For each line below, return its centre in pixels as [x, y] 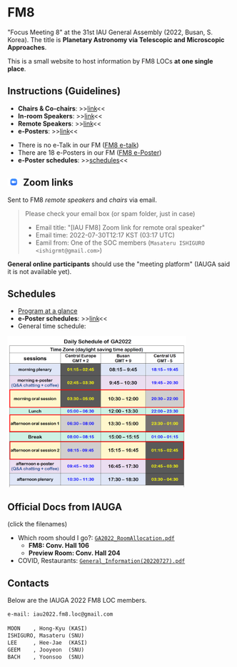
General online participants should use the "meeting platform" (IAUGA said [119, 264]
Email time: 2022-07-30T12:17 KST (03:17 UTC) [105, 235]
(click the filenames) [37, 524]
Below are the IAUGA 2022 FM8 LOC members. [77, 601]
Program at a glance [47, 311]
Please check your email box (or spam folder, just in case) [110, 213]
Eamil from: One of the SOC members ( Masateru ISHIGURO [120, 243]
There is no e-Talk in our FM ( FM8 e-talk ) [78, 145]
